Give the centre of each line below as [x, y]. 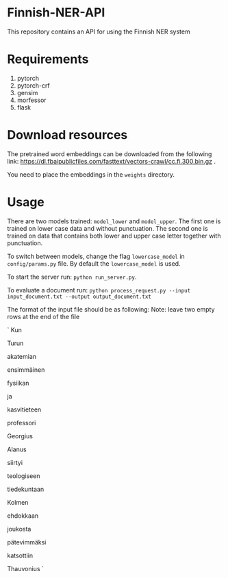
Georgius [20, 436]
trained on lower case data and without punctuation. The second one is [107, 228]
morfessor [31, 100]
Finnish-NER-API [56, 13]
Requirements [48, 59]
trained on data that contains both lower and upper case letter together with [114, 236]
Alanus [17, 449]
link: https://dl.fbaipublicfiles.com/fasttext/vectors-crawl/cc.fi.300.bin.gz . [111, 161]
